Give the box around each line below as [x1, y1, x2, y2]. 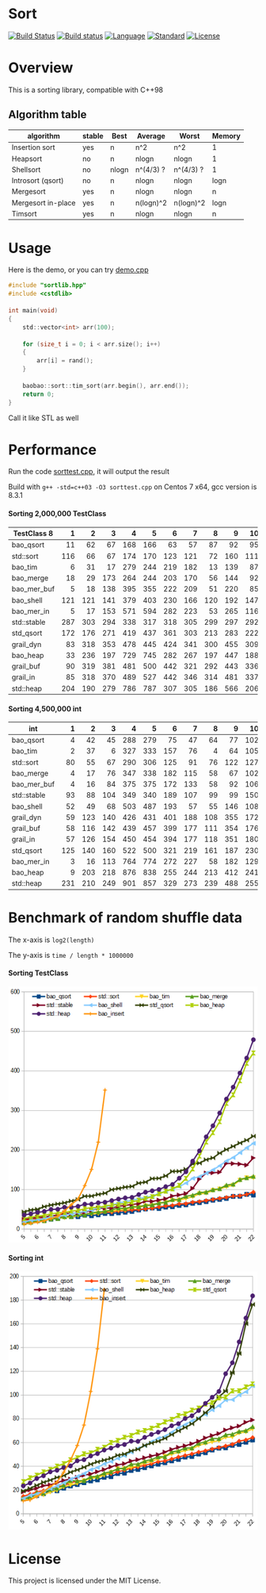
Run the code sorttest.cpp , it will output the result [8, 467, 170, 477]
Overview [8, 59, 74, 77]
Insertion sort [11, 143, 55, 152]
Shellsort [11, 164, 41, 174]
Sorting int [8, 1254, 44, 1263]
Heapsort [11, 154, 42, 163]
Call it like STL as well [8, 413, 79, 423]
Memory [212, 132, 241, 141]
